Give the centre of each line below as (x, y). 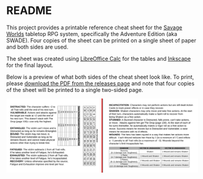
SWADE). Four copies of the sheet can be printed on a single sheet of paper (101, 40)
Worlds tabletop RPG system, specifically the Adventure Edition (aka (92, 33)
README (29, 11)
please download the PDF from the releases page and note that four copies (100, 83)
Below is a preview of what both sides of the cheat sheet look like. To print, (100, 77)
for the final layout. (30, 65)
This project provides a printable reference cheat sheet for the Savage (94, 27)
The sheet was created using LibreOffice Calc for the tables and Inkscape (99, 58)
